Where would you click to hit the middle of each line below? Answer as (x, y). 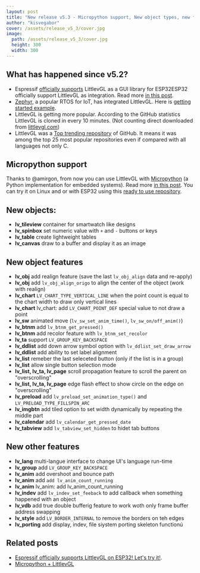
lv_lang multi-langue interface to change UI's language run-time (93, 461)
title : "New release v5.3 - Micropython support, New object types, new (98, 17)
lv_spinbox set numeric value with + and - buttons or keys (86, 231)
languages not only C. (42, 146)
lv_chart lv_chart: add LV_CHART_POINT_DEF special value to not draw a (100, 308)
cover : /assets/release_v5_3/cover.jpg (56, 28)
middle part (29, 415)
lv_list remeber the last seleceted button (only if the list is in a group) (99, 358)
